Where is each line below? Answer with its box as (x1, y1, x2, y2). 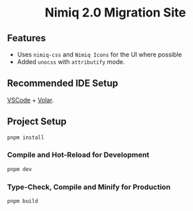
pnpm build (7, 197, 38, 204)
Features (7, 32, 46, 44)
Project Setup (7, 115, 67, 128)
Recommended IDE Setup (7, 78, 119, 89)
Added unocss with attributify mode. (16, 58, 125, 66)
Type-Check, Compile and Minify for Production (7, 182, 171, 192)
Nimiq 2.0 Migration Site (44, 5, 187, 21)
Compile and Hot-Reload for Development (7, 150, 150, 159)
